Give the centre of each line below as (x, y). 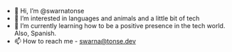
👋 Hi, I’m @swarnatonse (49, 11)
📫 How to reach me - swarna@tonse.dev (75, 41)
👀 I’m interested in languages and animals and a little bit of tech (107, 18)
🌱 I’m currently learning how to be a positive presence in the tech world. (120, 26)
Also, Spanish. (35, 33)
